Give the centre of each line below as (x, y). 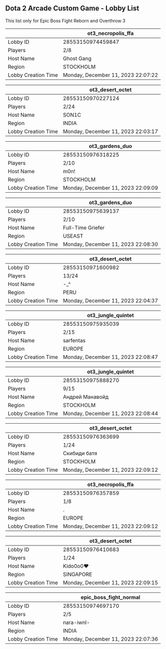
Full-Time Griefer (84, 227)
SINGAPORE (78, 574)
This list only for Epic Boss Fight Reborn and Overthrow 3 (65, 20)
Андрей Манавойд (86, 397)
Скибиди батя (80, 453)
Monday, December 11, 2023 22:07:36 (110, 639)
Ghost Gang (77, 58)
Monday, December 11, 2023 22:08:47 (110, 357)
